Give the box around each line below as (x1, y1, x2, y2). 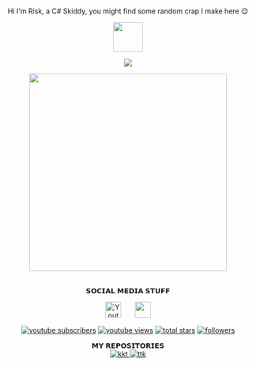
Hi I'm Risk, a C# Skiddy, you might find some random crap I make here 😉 (7, 6, 249, 16)
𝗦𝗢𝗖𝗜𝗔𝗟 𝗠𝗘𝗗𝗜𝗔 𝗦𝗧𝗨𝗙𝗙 (85, 286, 171, 295)
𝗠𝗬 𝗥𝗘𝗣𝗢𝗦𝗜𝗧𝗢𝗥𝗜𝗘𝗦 (91, 341, 165, 350)
